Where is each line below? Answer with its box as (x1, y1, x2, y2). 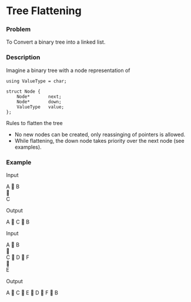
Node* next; (16, 93, 62, 100)
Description (6, 53, 41, 61)
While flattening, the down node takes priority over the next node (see (14, 137, 185, 144)
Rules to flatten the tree (6, 119, 63, 126)
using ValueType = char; (6, 78, 67, 84)
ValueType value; (16, 104, 65, 110)
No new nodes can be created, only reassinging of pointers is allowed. (14, 131, 186, 138)
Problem (6, 25, 31, 34)
